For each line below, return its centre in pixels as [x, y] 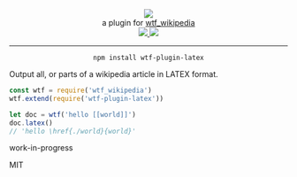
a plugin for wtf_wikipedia [148, 23]
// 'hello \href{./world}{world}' [73, 131]
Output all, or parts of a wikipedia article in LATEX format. [114, 74]
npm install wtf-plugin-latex [148, 58]
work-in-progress [41, 148]
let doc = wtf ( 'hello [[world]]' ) [73, 114]
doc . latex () [31, 123]
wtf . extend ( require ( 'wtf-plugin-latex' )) [87, 98]
